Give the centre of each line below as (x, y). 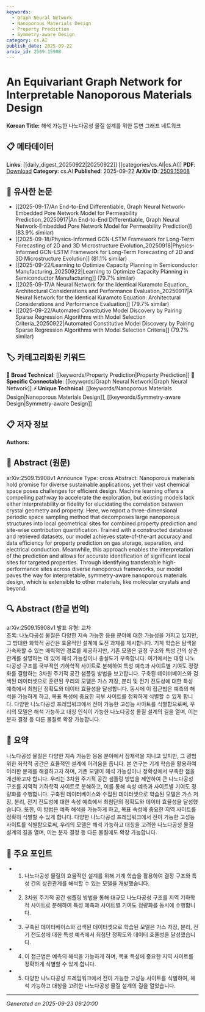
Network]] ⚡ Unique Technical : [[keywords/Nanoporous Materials (89, 388)
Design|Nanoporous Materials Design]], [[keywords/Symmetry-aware (94, 397)
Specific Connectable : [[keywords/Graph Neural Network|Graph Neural (97, 382)
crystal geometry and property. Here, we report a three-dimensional (92, 510)
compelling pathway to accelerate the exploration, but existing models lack (100, 497)
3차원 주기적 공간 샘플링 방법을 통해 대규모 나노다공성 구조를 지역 (102, 898)
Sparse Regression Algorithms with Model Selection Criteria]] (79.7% (102, 330)
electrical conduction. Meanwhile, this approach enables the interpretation (100, 549)
